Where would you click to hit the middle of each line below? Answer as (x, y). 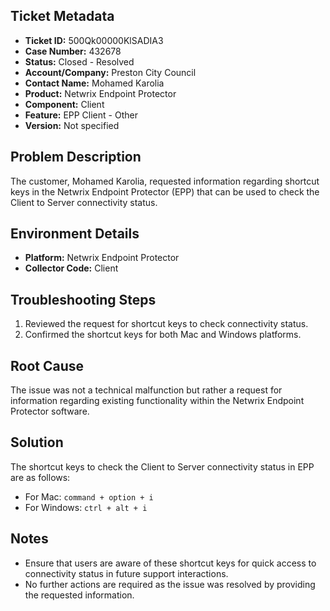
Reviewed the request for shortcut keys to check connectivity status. (166, 324)
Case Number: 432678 (73, 51)
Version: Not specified (72, 125)
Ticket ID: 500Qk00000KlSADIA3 (94, 40)
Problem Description (76, 157)
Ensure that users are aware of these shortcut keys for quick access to (170, 563)
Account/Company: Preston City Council (110, 72)
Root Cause (47, 365)
